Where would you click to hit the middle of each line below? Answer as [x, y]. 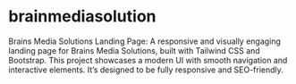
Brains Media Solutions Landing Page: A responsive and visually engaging [144, 41]
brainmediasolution [82, 17]
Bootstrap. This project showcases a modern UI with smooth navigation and [148, 60]
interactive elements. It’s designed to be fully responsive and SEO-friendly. [146, 70]
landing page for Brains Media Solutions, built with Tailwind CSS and [134, 50]
